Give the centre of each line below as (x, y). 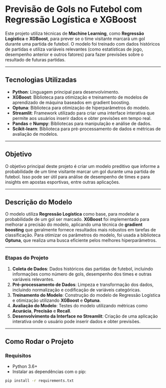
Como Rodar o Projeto (40, 342)
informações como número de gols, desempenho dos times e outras (82, 274)
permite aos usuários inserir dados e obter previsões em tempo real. (82, 118)
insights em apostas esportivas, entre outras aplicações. (62, 182)
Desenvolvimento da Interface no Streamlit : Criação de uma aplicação (85, 316)
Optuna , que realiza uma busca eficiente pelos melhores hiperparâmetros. (81, 240)
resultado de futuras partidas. (35, 59)
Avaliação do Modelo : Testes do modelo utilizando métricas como (80, 305)
